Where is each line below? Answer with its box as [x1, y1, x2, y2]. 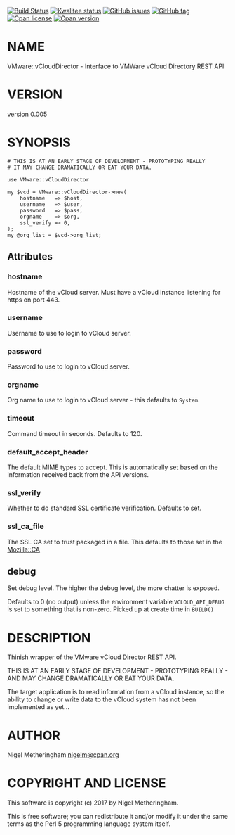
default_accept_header [7, 447, 88, 457]
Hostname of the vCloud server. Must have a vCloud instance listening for [7, 288, 221, 296]
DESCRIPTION [7, 630, 91, 646]
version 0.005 [7, 110, 48, 118]
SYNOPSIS [7, 134, 72, 151]
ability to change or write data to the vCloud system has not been [7, 695, 196, 703]
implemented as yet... [7, 703, 70, 711]
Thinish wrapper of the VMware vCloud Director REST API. [7, 653, 177, 661]
